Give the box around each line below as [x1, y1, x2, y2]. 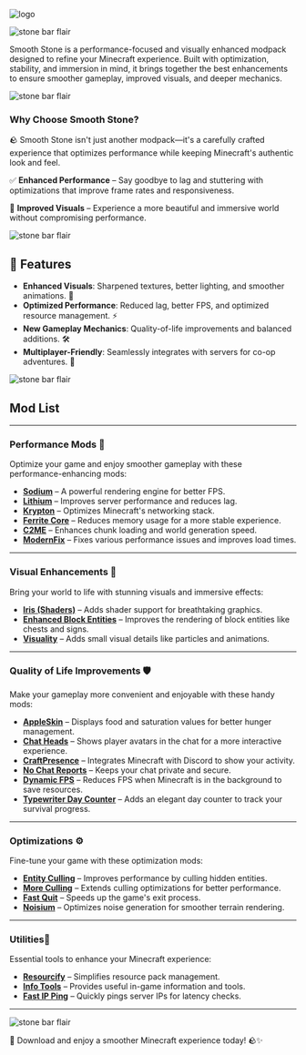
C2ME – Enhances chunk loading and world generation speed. [22, 524, 258, 536]
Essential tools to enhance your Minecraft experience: [9, 954, 212, 965]
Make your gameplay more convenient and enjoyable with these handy [9, 688, 275, 700]
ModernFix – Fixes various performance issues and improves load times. [22, 534, 297, 545]
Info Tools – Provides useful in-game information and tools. [22, 981, 246, 992]
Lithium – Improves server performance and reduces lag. [22, 496, 238, 507]
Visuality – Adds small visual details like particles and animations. [22, 633, 270, 644]
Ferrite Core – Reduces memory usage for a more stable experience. [22, 515, 281, 526]
